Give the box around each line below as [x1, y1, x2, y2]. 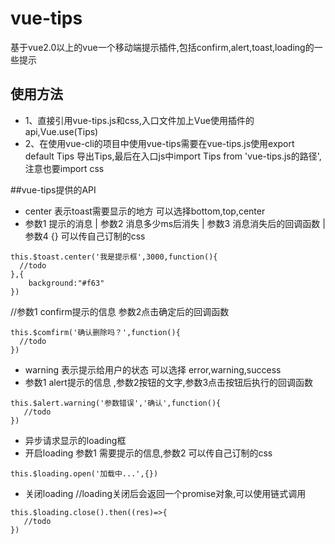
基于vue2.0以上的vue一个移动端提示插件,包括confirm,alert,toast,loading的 [10, 41, 315, 53]
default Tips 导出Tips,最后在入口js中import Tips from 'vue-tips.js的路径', [24, 150, 322, 162]
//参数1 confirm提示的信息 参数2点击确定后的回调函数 [10, 305, 230, 317]
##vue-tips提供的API [10, 183, 97, 196]
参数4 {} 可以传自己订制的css [24, 230, 146, 242]
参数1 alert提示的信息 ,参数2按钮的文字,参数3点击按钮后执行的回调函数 [24, 376, 314, 388]
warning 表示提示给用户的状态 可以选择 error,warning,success [24, 363, 282, 376]
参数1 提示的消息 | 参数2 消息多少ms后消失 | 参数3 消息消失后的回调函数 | [24, 217, 326, 229]
